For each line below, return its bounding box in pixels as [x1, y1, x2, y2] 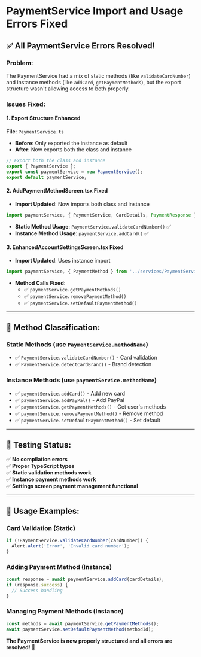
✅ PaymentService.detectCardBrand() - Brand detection [14, 361, 152, 368]
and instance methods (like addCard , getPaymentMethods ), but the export [6, 78, 181, 86]
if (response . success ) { [6, 582, 68, 588]
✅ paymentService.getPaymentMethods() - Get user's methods [14, 403, 166, 410]
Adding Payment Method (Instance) [6, 562, 112, 571]
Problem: [6, 59, 33, 67]
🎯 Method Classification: [6, 323, 100, 333]
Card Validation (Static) [6, 524, 76, 532]
